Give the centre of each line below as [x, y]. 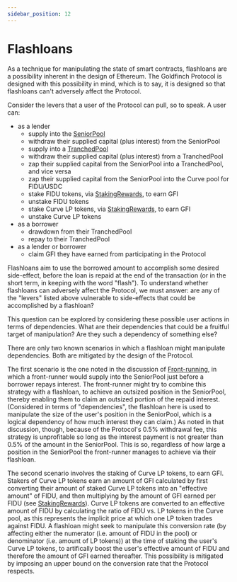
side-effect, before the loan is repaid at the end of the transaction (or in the [117, 275]
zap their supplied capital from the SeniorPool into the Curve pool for [129, 178]
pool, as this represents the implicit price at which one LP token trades [110, 518]
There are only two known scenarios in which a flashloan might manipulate [116, 348]
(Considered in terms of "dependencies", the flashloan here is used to [109, 406]
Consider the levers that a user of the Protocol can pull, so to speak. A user [117, 105]
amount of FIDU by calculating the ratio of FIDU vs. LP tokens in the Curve [116, 510]
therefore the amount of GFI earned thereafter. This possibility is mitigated [116, 556]
